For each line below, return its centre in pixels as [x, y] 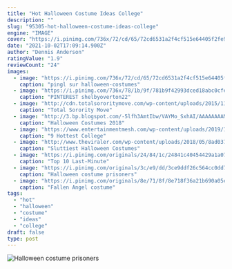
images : [18, 71]
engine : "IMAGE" [30, 33]
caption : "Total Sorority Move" [66, 110]
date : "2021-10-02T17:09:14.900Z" [57, 46]
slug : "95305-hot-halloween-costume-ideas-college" [83, 26]
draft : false [26, 232]
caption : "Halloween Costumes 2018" [72, 123]
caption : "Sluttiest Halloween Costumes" [80, 149]
